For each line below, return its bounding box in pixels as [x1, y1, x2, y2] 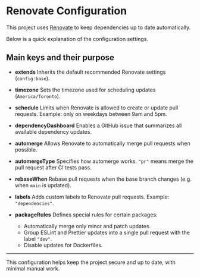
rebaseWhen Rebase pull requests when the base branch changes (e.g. [14, 175, 192, 182]
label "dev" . [23, 235, 52, 242]
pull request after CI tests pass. [14, 163, 92, 171]
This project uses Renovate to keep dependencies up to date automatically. [6, 24, 191, 31]
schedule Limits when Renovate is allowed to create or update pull [14, 104, 179, 111]
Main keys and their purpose [6, 52, 115, 63]
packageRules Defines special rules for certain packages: [14, 211, 158, 218]
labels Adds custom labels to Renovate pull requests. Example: [14, 193, 170, 200]
